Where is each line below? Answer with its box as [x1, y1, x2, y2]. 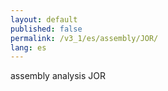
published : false [10, 24, 83, 34]
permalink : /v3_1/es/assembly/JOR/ [10, 33, 159, 43]
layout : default [10, 14, 78, 25]
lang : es [10, 42, 47, 53]
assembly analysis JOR [10, 70, 107, 82]
